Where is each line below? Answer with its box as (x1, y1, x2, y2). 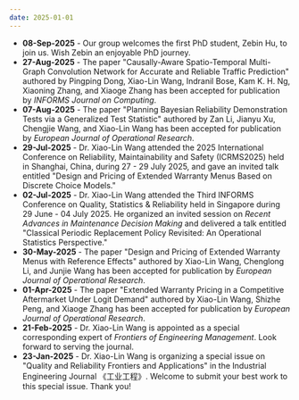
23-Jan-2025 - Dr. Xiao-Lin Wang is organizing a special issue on (21, 350, 266, 362)
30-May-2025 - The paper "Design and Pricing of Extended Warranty (21, 246, 281, 257)
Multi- (248, 56, 271, 67)
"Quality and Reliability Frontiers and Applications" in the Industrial (21, 360, 267, 371)
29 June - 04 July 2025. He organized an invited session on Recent (21, 208, 271, 219)
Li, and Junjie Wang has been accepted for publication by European (21, 265, 272, 276)
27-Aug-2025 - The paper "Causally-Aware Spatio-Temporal (21, 56, 247, 67)
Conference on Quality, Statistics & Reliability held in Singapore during (21, 198, 281, 210)
